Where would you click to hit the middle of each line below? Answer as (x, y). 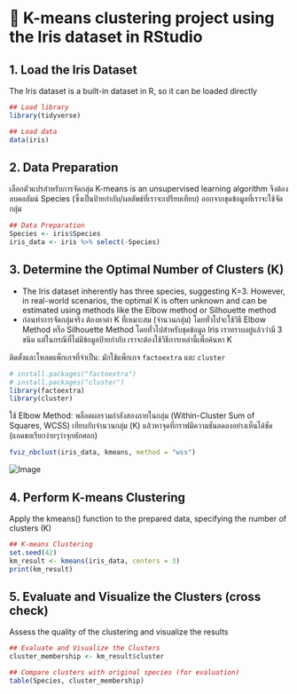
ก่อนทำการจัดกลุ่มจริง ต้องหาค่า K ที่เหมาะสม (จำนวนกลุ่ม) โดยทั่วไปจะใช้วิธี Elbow (144, 319)
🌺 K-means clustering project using (142, 18)
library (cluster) (41, 398)
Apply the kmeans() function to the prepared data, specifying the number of (148, 518)
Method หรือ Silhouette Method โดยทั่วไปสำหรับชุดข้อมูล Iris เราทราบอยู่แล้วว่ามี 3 (152, 329)
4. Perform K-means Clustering (98, 497)
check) (29, 610)
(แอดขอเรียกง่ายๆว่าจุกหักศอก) (53, 436)
